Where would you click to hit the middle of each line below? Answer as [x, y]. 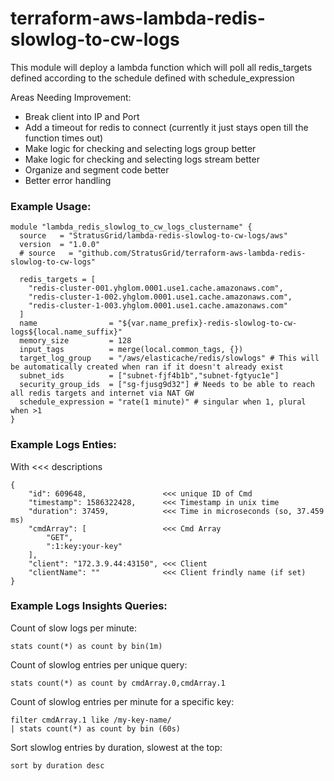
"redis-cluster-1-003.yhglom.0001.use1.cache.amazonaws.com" [158, 306]
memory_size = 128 [75, 341]
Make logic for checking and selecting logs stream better [142, 159]
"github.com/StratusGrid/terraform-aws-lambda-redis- [192, 253]
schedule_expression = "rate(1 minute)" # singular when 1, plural [163, 402]
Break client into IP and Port [82, 116]
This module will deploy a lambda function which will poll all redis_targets [161, 67]
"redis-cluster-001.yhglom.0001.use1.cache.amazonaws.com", [156, 288]
